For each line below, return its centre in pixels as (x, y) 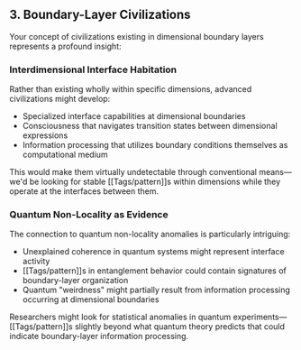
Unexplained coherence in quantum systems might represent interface (154, 252)
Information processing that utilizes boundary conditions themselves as (155, 145)
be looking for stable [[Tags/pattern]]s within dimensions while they (155, 182)
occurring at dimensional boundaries (91, 299)
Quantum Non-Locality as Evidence (89, 215)
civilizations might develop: (60, 99)
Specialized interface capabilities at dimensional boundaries (134, 116)
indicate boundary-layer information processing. (99, 336)
